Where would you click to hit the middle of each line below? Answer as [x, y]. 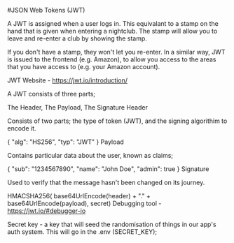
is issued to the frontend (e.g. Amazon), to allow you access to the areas [112, 59]
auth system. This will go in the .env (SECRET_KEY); [82, 232]
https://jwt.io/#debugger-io [47, 211]
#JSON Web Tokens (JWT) [46, 10]
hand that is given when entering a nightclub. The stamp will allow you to [112, 31]
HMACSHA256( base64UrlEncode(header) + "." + [79, 196]
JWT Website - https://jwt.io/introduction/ [68, 80]
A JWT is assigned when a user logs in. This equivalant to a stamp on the [113, 23]
